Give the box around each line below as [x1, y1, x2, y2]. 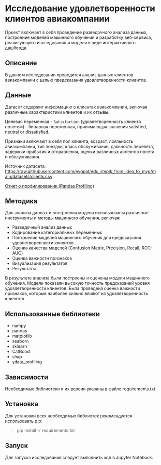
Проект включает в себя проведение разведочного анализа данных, [5, 29, 147, 35]
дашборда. [5, 45, 28, 51]
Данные [5, 91, 31, 100]
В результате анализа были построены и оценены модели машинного [5, 275, 150, 281]
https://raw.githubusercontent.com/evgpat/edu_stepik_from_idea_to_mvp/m [5, 168, 156, 174]
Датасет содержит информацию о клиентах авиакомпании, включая [5, 104, 147, 110]
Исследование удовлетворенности [5, 3, 156, 14]
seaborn [12, 338, 29, 344]
